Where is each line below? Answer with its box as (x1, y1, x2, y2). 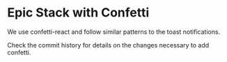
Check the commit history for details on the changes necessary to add (7, 41, 210, 49)
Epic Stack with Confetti (7, 5, 150, 21)
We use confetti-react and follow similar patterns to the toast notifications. (7, 28, 221, 36)
